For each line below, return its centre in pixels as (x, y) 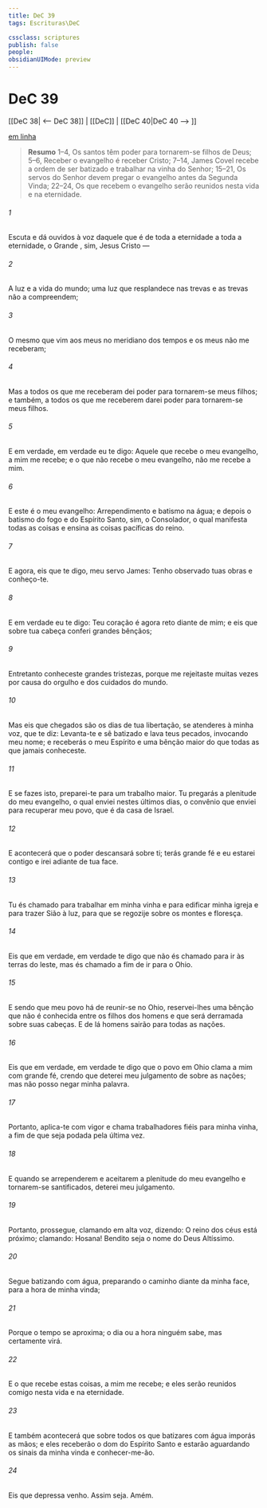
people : (21, 53)
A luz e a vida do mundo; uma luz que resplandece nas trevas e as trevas (128, 288)
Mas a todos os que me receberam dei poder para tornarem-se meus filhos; (133, 391)
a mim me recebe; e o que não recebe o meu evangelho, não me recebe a (130, 460)
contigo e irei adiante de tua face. (63, 862)
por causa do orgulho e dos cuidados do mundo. (88, 682)
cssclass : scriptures (44, 37)
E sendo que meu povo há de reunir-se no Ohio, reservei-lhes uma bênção (131, 1007)
